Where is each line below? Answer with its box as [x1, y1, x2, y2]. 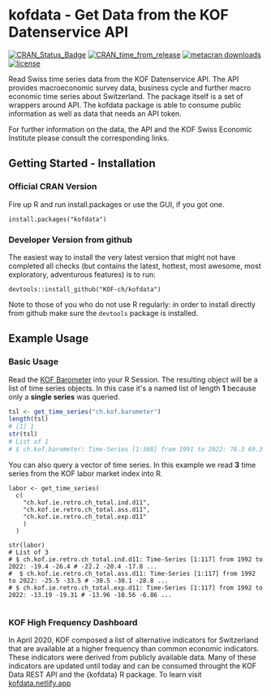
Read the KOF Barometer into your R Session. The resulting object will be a [8, 374, 258, 384]
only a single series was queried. [8, 391, 120, 401]
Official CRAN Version [8, 181, 97, 192]
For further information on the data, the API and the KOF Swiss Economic [8, 124, 253, 134]
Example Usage [8, 331, 89, 346]
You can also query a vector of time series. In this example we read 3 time [8, 460, 256, 469]
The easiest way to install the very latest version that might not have [8, 252, 236, 262]
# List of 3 [8, 548, 49, 556]
